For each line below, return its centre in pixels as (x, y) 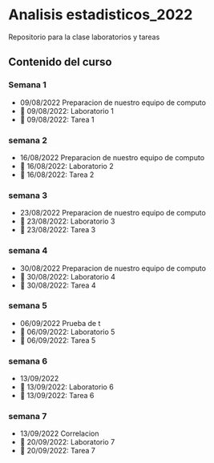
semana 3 (28, 195)
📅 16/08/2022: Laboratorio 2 (67, 166)
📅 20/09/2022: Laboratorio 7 (67, 442)
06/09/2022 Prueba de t (60, 323)
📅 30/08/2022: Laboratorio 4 (68, 276)
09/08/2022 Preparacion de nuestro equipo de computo (113, 103)
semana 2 (28, 140)
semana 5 (28, 306)
